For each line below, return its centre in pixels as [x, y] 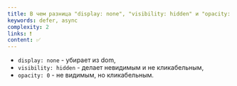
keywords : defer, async [43, 20]
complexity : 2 [28, 27]
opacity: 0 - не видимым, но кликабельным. [86, 75]
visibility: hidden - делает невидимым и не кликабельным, [111, 68]
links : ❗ [20, 33]
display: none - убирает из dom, [67, 60]
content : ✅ [24, 40]
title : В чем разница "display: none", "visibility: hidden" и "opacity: [119, 14]
